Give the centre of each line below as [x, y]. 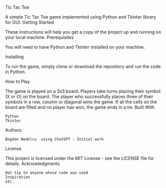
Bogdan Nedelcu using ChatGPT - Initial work [54, 139]
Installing [14, 57]
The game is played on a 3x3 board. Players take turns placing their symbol [83, 91]
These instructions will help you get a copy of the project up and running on [83, 32]
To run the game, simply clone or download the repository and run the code [83, 66]
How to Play [17, 81]
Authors [13, 130]
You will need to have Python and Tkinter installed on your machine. [75, 47]
